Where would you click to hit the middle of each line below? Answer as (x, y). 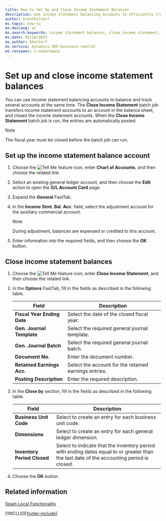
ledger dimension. (77, 437)
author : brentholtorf (27, 19)
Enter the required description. (103, 379)
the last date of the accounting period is (102, 458)
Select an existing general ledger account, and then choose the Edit (81, 182)
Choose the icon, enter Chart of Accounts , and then (84, 167)
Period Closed (32, 458)
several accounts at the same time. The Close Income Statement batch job (82, 105)
